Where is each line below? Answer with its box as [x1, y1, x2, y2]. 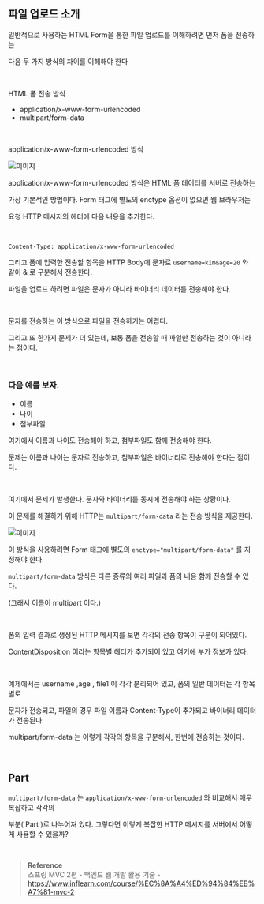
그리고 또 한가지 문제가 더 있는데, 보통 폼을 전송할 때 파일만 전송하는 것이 [8, 332, 231, 342]
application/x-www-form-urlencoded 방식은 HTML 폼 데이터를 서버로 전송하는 [8, 178, 256, 187]
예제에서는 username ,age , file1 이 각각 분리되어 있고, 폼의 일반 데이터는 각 [8, 679, 241, 688]
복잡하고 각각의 [8, 802, 55, 812]
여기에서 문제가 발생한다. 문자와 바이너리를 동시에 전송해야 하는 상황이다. [8, 494, 231, 504]
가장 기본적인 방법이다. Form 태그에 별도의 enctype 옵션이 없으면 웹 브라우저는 [8, 194, 251, 204]
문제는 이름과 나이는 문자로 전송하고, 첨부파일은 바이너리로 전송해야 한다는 [8, 452, 236, 462]
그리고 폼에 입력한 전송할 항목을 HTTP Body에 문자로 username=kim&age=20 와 [8, 257, 249, 267]
